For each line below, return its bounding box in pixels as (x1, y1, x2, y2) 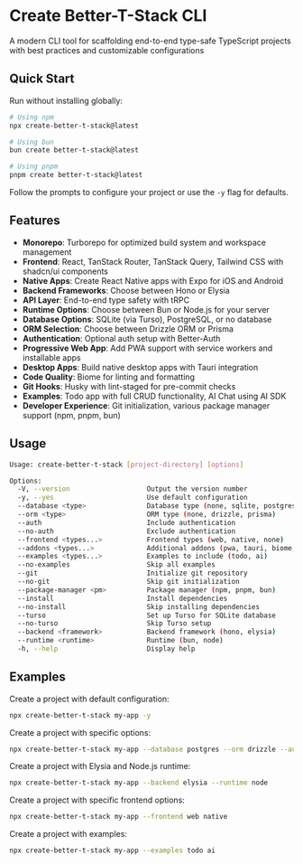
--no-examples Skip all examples (17, 560, 216, 569)
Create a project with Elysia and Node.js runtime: (9, 761, 191, 772)
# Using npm (9, 112, 54, 122)
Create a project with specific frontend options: (9, 794, 185, 805)
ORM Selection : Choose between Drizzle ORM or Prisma (22, 323, 234, 334)
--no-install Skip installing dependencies (17, 602, 260, 611)
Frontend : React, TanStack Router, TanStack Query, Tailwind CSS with (22, 256, 284, 267)
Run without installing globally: (9, 95, 124, 106)
